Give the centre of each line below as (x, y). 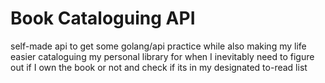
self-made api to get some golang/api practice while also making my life (158, 46)
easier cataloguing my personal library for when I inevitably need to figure (162, 56)
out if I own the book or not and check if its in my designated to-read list (159, 67)
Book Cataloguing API (103, 18)
